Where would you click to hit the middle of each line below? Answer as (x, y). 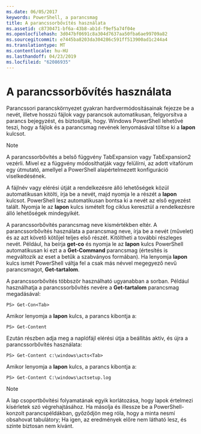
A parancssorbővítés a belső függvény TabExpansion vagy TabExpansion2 (99, 157)
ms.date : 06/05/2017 (32, 12)
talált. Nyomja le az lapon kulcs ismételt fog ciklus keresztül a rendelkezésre (100, 207)
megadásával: (23, 294)
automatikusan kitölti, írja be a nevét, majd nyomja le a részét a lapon (91, 194)
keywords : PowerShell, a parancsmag (52, 17)
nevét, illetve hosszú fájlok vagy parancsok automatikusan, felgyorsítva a (97, 115)
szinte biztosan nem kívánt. (40, 426)
